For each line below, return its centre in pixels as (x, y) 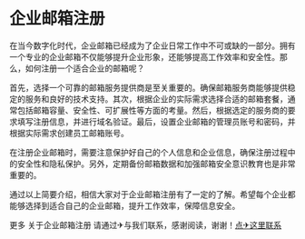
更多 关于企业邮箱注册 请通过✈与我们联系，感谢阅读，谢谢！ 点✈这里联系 (146, 224)
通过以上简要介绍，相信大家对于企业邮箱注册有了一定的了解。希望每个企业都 (152, 194)
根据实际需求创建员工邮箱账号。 (69, 133)
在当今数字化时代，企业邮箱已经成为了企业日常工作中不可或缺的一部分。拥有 (152, 45)
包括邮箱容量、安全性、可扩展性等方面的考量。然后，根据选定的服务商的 (152, 110)
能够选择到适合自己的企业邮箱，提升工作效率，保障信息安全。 (125, 205)
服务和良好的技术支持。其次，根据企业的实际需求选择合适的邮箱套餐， (156, 99)
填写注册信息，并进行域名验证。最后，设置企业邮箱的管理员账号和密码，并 (156, 121)
